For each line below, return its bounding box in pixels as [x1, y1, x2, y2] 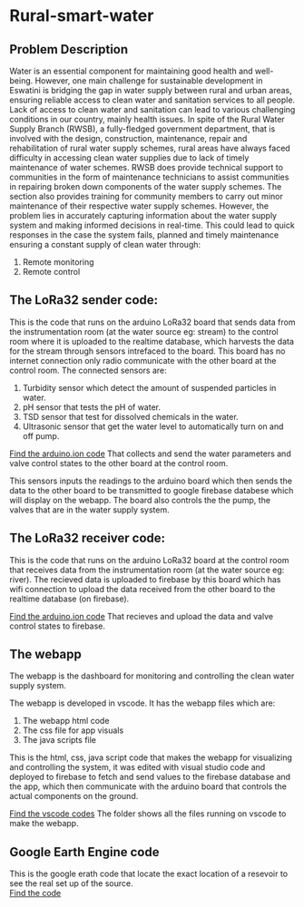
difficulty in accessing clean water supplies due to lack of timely [9, 152, 250, 163]
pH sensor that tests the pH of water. [22, 401, 162, 413]
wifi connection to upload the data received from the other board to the [9, 583, 276, 594]
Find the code [9, 888, 62, 899]
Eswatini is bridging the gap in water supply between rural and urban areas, [9, 85, 292, 95]
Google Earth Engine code [9, 844, 160, 860]
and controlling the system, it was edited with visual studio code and [9, 762, 266, 773]
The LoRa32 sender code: [9, 292, 159, 308]
